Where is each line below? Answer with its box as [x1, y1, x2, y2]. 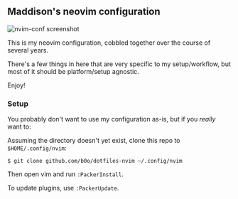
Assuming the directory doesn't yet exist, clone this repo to [7, 136, 180, 145]
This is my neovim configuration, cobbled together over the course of [7, 38, 211, 47]
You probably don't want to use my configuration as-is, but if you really [7, 115, 216, 124]
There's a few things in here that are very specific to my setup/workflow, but [7, 60, 231, 68]
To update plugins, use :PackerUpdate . [7, 184, 119, 193]
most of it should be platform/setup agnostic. [7, 67, 140, 75]
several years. [7, 45, 48, 54]
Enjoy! [7, 81, 26, 90]
